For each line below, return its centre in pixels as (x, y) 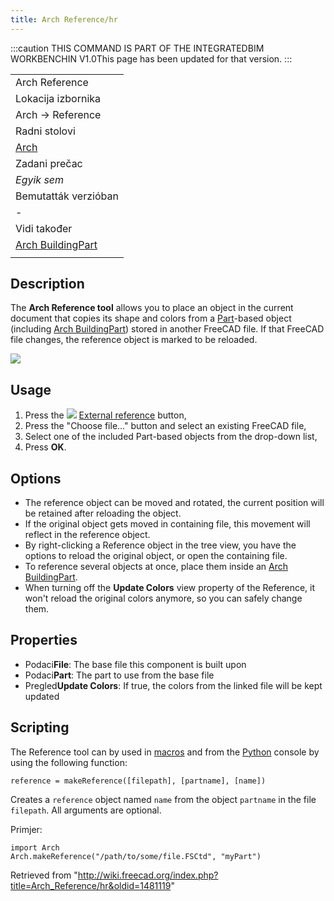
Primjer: (26, 829)
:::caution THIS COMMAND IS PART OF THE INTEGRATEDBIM (137, 48)
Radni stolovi (45, 131)
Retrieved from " (44, 875)
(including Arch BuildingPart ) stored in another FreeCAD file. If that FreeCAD (167, 329)
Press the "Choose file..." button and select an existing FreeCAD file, (165, 426)
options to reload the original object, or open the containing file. (156, 556)
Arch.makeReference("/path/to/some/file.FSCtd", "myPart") (136, 856)
